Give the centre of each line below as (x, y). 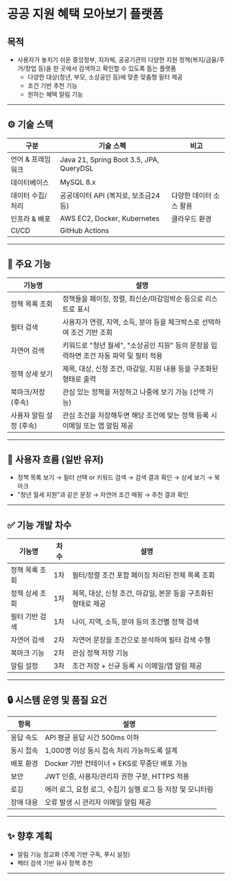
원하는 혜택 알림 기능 (55, 94)
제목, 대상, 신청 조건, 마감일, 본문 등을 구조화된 (143, 594)
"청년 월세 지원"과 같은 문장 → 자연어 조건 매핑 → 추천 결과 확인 (103, 495)
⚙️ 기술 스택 (30, 125)
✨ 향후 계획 (30, 836)
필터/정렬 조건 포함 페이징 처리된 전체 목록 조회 (144, 576)
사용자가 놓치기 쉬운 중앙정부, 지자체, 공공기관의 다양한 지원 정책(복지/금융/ (118, 60)
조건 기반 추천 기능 (52, 86)
